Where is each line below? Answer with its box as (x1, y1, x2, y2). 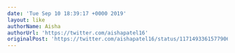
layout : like (7, 17, 45, 23)
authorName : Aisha (7, 23, 61, 30)
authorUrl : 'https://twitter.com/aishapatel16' (7, 29, 149, 36)
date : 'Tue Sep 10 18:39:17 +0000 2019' (7, 10, 127, 17)
